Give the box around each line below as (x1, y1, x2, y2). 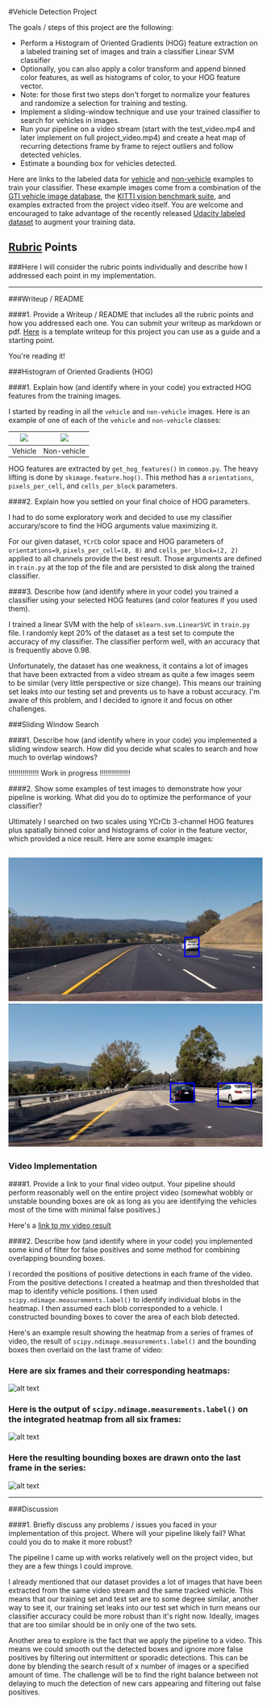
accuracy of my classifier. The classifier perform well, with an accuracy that (8, 637, 261, 646)
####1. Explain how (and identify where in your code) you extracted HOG (8, 382, 252, 391)
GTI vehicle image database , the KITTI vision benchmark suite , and (8, 192, 231, 201)
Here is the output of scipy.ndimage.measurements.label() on (8, 1403, 248, 1415)
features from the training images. (8, 391, 122, 400)
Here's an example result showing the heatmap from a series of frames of (8, 1327, 254, 1337)
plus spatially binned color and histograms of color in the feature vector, (8, 825, 248, 836)
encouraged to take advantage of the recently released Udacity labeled (8, 209, 246, 218)
